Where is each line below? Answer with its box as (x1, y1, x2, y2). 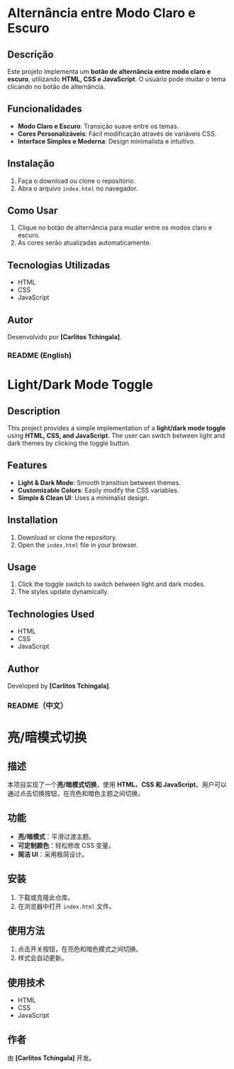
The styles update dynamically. (17, 587, 109, 596)
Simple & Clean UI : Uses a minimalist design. (17, 493, 150, 502)
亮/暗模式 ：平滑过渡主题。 (17, 832, 96, 841)
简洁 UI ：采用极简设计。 (17, 850, 89, 858)
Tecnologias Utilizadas (7, 259, 111, 271)
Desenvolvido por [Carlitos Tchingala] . (7, 333, 122, 341)
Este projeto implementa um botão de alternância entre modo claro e (7, 68, 211, 75)
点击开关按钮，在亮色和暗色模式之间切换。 (17, 945, 143, 954)
